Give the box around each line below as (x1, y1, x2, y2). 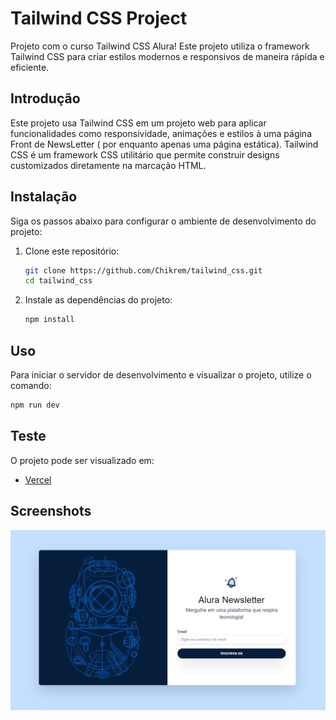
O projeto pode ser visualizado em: (10, 454, 155, 466)
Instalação (10, 188, 78, 206)
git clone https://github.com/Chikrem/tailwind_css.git (24, 265, 263, 276)
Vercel (24, 473, 52, 486)
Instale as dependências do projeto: (24, 294, 173, 306)
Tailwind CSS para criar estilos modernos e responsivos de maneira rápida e (10, 50, 325, 62)
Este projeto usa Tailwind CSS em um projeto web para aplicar (10, 117, 267, 129)
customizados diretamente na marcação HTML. (10, 159, 207, 171)
